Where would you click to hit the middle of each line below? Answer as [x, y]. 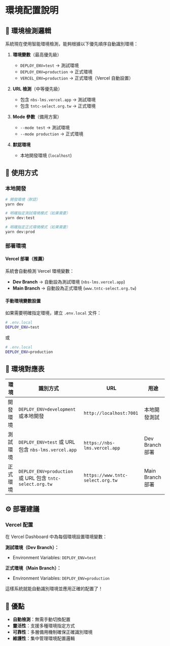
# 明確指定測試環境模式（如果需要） [38, 213]
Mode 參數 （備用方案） [37, 117]
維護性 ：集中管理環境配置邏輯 [44, 638]
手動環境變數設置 [23, 301]
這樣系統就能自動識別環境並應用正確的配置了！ [54, 589]
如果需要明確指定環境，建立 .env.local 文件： [53, 313]
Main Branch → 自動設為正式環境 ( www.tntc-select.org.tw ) [74, 288]
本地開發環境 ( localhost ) [46, 155]
